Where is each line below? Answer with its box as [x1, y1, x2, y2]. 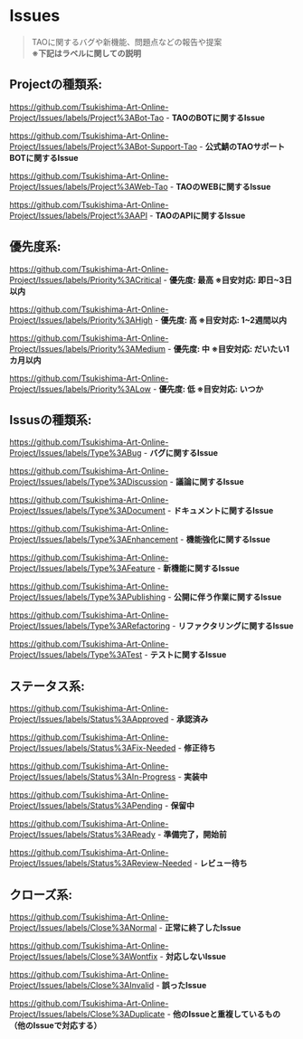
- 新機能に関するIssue [156, 562, 240, 574]
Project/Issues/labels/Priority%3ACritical [9, 274, 162, 285]
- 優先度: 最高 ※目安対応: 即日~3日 [163, 274, 292, 285]
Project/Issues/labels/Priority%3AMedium [9, 343, 166, 354]
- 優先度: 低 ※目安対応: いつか [152, 383, 264, 394]
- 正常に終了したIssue [158, 922, 241, 932]
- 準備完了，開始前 [156, 829, 228, 840]
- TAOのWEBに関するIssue [169, 181, 271, 192]
